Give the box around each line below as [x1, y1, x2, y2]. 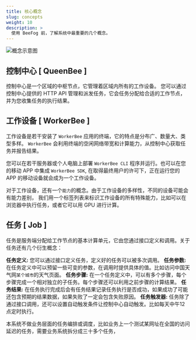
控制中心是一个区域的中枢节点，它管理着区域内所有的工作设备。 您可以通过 [6, 83, 187, 90]
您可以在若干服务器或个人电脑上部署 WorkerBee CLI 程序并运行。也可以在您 [6, 159, 186, 167]
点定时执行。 [6, 308, 37, 315]
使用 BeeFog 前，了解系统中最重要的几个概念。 [11, 30, 111, 36]
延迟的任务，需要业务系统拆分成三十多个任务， [6, 327, 118, 334]
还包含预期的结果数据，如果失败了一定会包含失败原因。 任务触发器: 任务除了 [6, 293, 190, 300]
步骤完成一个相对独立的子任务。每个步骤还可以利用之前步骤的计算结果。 [6, 279, 180, 286]
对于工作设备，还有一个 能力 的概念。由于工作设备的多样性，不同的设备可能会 [6, 187, 188, 194]
